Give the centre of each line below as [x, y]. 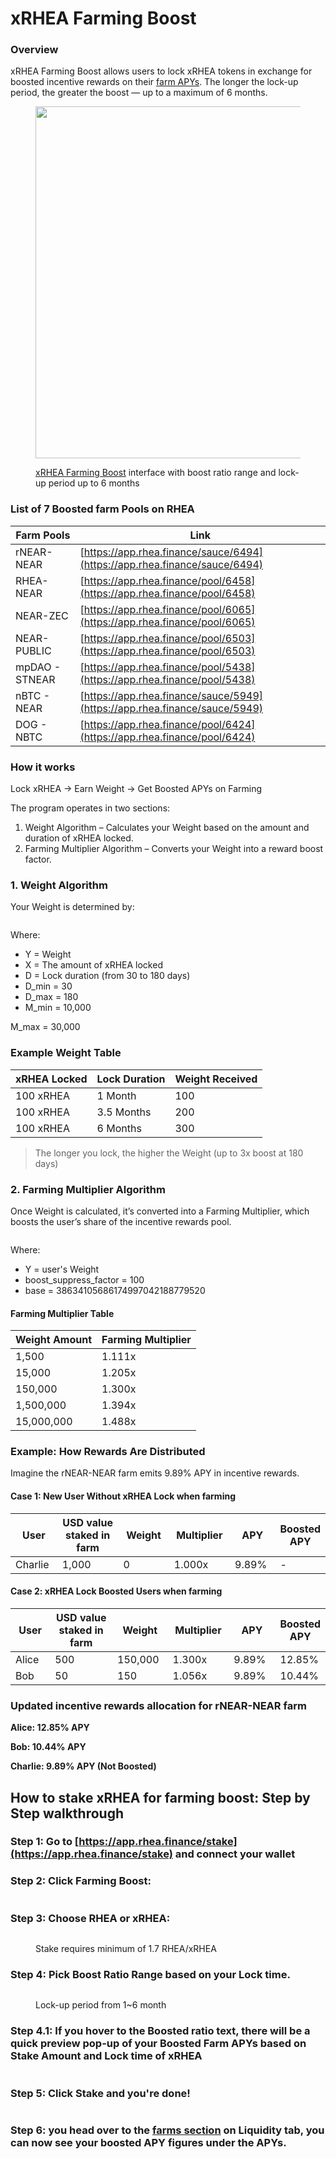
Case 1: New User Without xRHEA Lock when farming [123, 1496]
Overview [34, 50]
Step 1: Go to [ [45, 1842]
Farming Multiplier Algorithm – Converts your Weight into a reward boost [174, 849]
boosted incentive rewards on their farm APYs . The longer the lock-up [154, 82]
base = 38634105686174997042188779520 [115, 1290]
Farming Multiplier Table [62, 1313]
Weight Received [216, 1079]
